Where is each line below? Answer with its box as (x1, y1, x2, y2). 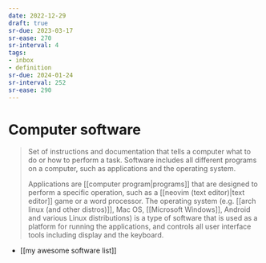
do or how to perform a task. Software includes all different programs (27, 155, 257, 165)
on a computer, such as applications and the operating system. (27, 164, 236, 173)
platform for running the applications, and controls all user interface (27, 221, 252, 232)
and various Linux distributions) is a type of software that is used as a (27, 213, 258, 223)
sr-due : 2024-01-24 (8, 71, 74, 79)
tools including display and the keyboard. (27, 230, 164, 240)
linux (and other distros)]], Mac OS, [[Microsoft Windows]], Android (27, 205, 251, 214)
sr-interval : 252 (8, 78, 66, 86)
